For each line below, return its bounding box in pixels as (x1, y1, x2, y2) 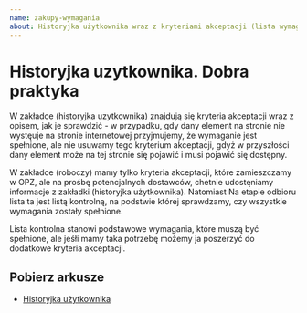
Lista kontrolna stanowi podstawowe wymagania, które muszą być (9, 224, 259, 235)
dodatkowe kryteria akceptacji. (9, 243, 126, 254)
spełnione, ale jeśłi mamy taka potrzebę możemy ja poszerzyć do (9, 234, 255, 245)
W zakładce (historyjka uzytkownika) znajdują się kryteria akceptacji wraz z (9, 110, 294, 121)
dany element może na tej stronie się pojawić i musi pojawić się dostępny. (9, 150, 288, 161)
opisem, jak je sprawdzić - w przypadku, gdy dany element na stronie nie (9, 120, 286, 131)
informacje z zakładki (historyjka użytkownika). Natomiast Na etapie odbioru (9, 186, 297, 197)
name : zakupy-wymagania (9, 13, 101, 23)
